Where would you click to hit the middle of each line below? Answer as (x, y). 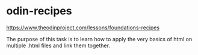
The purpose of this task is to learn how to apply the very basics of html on (99, 39)
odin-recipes (39, 11)
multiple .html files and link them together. (58, 45)
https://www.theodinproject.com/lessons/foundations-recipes (83, 27)
